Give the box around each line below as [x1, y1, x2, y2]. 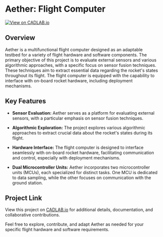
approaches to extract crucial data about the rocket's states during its [12, 130, 153, 136]
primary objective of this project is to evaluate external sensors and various [5, 57, 157, 63]
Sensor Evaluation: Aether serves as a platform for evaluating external [12, 110, 155, 116]
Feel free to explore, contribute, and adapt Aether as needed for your [5, 221, 144, 227]
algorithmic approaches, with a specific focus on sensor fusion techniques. [5, 62, 157, 68]
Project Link [5, 194, 42, 202]
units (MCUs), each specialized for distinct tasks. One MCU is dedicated [12, 169, 158, 175]
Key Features [5, 97, 46, 105]
